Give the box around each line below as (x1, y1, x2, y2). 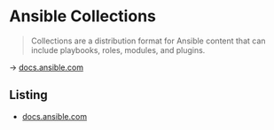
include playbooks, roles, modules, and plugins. (30, 44, 206, 55)
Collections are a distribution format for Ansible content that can (30, 35, 266, 46)
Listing (9, 88, 49, 103)
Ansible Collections (9, 6, 157, 27)
